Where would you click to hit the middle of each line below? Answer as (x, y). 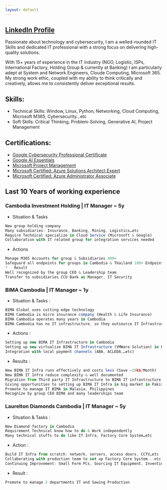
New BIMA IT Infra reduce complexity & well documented (64, 375)
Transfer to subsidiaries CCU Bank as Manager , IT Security (69, 277)
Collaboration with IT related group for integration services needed (80, 240)
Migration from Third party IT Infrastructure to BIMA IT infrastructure (83, 380)
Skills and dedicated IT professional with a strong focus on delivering (76, 47)
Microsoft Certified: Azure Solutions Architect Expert (66, 171)
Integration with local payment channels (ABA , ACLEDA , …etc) (70, 352)
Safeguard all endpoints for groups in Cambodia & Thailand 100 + (74, 263)
